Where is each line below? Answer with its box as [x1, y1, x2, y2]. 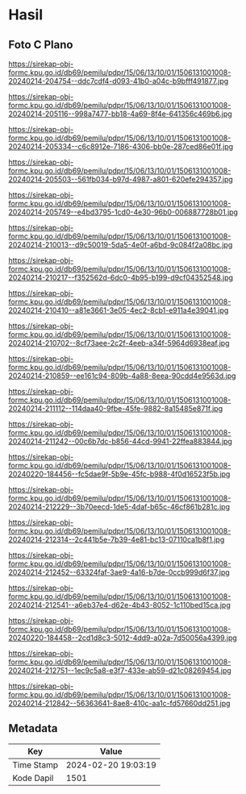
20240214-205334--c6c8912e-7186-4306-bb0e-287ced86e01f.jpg [8, 142, 234, 151]
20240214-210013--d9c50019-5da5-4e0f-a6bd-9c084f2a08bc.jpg [8, 240, 233, 249]
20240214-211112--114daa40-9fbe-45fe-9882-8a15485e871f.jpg [8, 404, 223, 413]
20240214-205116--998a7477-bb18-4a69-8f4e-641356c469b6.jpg [8, 109, 232, 118]
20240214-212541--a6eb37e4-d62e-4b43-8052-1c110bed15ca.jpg [8, 601, 231, 609]
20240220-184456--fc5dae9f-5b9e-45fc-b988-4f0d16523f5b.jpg [8, 469, 231, 479]
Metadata [8, 721, 58, 735]
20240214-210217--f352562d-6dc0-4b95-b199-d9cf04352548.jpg [8, 272, 234, 282]
